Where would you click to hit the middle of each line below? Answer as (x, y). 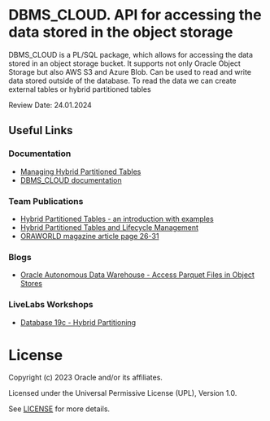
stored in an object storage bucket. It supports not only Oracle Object (125, 63)
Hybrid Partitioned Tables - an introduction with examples (117, 219)
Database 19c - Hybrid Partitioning (78, 322)
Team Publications (46, 201)
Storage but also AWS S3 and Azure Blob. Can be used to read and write (130, 72)
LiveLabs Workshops (51, 305)
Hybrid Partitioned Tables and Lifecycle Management (109, 227)
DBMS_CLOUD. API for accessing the (135, 15)
